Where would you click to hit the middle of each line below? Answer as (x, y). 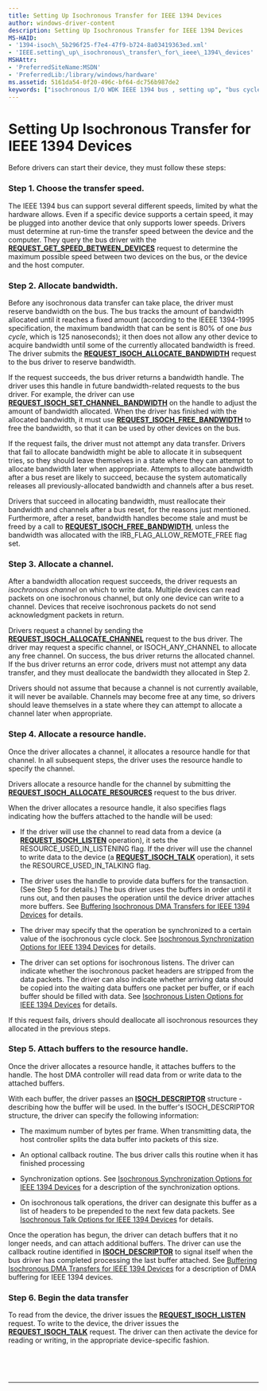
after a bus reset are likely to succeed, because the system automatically (128, 477)
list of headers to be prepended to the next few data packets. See (127, 1210)
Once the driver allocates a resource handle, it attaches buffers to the (122, 1066)
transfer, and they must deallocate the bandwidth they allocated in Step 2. (129, 673)
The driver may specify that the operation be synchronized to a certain (135, 930)
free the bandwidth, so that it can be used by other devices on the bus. (124, 428)
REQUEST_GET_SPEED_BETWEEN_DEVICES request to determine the (123, 248)
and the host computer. (46, 265)
